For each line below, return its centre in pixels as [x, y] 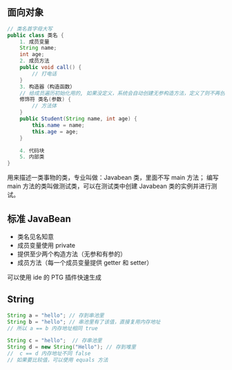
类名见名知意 [35, 237]
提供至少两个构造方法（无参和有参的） [71, 254]
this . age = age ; [55, 131]
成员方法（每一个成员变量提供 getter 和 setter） [85, 262]
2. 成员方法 [35, 61]
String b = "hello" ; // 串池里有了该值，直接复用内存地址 [84, 322]
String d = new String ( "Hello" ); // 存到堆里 [72, 347]
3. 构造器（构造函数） [48, 86]
